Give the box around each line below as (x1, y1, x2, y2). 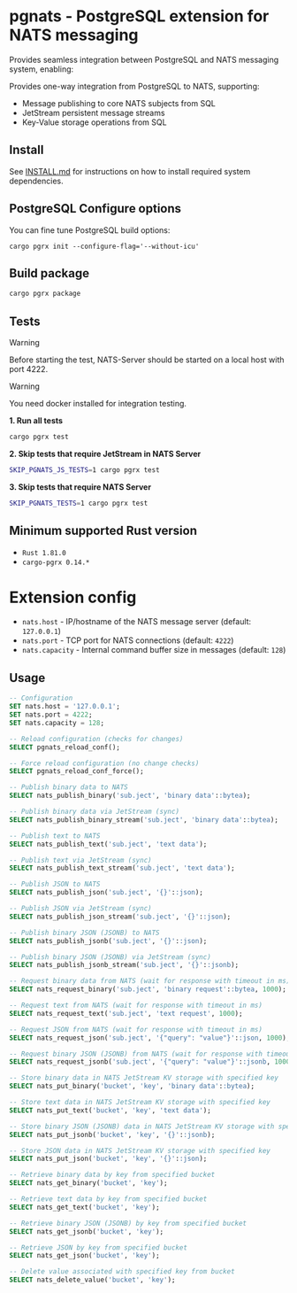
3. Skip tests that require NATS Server (9, 481, 152, 492)
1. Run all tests (9, 415, 64, 426)
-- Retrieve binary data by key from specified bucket (9, 1171, 216, 1180)
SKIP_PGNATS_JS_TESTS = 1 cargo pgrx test (9, 465, 161, 475)
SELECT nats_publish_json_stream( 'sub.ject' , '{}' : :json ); (9, 912, 232, 921)
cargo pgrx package (9, 290, 81, 298)
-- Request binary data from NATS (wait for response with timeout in (9, 977, 275, 986)
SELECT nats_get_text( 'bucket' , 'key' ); (9, 1203, 161, 1212)
